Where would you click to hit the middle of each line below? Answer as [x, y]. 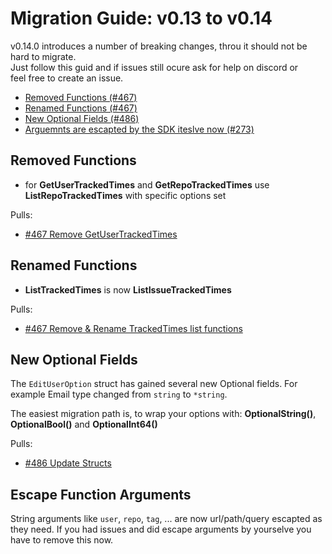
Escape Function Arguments [101, 494]
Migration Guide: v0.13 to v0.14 [141, 18]
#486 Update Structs [68, 463]
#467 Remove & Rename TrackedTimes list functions [133, 328]
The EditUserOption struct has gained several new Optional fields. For [154, 384]
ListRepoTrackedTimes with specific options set [125, 195]
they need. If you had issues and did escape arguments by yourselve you [161, 529]
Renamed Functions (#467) [81, 108]
